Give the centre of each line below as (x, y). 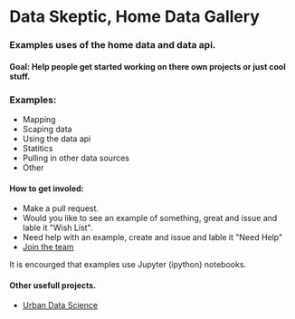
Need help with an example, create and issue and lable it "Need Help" (152, 237)
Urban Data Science (60, 305)
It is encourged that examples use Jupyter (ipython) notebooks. (128, 265)
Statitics (38, 148)
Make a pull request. (61, 208)
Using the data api (57, 139)
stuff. (20, 76)
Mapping (39, 119)
